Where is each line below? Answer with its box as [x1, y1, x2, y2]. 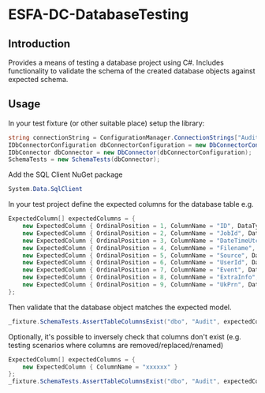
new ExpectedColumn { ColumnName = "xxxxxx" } [22, 363, 178, 371]
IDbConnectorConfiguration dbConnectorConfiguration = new [8, 140, 207, 149]
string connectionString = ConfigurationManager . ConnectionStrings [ [8, 133, 238, 141]
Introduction [8, 37, 71, 51]
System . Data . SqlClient [8, 185, 83, 193]
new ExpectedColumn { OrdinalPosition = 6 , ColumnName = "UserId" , [22, 259, 248, 267]
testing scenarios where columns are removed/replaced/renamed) [8, 340, 224, 350]
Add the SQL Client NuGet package [8, 170, 124, 179]
